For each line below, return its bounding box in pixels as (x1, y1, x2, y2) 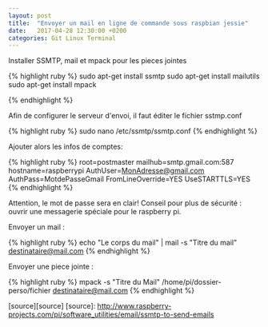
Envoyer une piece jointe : (8, 261, 94, 272)
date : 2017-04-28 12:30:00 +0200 (8, 26, 127, 34)
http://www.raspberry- (97, 301, 172, 311)
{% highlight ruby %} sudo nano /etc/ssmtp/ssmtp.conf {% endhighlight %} (8, 126, 258, 136)
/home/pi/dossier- (162, 277, 222, 287)
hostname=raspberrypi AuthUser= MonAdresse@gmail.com (8, 165, 205, 176)
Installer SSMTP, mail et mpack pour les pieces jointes (8, 56, 187, 66)
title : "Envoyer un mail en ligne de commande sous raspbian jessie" (8, 19, 249, 27)
